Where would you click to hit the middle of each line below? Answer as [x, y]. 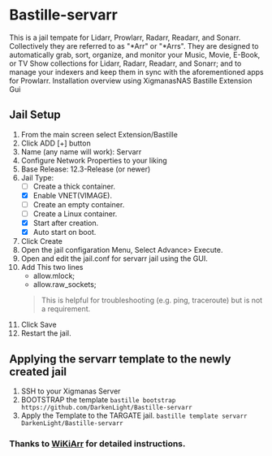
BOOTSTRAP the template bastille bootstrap [98, 399]
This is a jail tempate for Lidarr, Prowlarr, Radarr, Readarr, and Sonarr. [125, 37]
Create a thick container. [74, 186]
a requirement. [66, 309]
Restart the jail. [46, 333]
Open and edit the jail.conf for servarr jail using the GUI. [114, 258]
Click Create [42, 241]
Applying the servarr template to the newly [120, 359]
